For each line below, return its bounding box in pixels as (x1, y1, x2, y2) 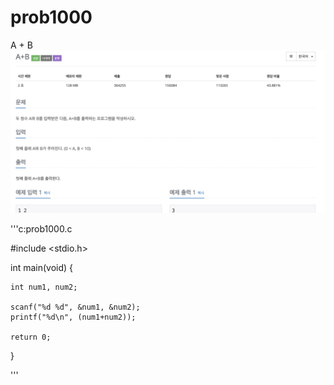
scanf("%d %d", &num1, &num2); (10, 302, 141, 312)
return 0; (10, 332, 52, 342)
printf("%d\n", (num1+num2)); (10, 312, 137, 322)
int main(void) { (10, 261, 74, 273)
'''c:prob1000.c (10, 222, 73, 235)
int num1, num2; (10, 282, 78, 292)
